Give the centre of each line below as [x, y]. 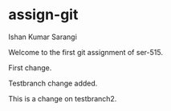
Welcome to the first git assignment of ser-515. [85, 52]
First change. [30, 67]
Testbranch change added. [53, 83]
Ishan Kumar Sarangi [43, 37]
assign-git [43, 15]
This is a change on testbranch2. [63, 98]
